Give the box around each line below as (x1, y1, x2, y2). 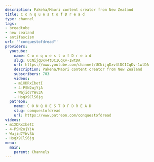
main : (9, 145, 21, 150)
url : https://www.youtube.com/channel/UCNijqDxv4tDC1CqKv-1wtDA (14, 62, 149, 67)
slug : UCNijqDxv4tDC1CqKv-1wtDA (14, 58, 80, 63)
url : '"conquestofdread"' (5, 40, 58, 44)
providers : (5, 44, 28, 49)
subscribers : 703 (14, 72, 50, 77)
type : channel (5, 16, 35, 21)
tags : (5, 21, 16, 26)
